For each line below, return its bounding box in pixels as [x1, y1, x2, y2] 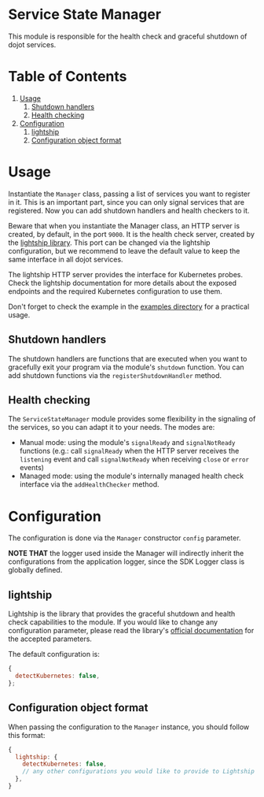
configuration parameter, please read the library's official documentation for [8, 626, 255, 636]
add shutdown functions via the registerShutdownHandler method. [8, 370, 222, 380]
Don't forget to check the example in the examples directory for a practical [8, 302, 250, 311]
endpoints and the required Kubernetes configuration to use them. [8, 286, 222, 296]
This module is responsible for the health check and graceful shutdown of [8, 32, 247, 41]
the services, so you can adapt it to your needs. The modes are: [8, 423, 215, 432]
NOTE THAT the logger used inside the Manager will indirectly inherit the [8, 549, 244, 558]
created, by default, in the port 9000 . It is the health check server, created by [8, 229, 255, 239]
